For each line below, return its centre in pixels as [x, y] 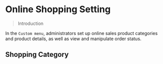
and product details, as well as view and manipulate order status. [73, 39]
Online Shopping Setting [58, 9]
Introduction [31, 23]
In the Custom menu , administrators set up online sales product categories [81, 33]
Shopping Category [37, 55]
